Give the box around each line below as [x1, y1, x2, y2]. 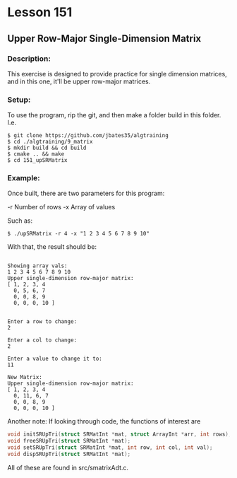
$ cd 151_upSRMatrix [7, 157, 68, 164]
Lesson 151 [7, 4, 73, 21]
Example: [7, 173, 40, 183]
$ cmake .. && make [7, 151, 65, 158]
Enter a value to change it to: [7, 355, 102, 363]
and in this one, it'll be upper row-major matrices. [7, 77, 151, 86]
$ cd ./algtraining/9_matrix [7, 139, 93, 146]
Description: [7, 54, 51, 64]
